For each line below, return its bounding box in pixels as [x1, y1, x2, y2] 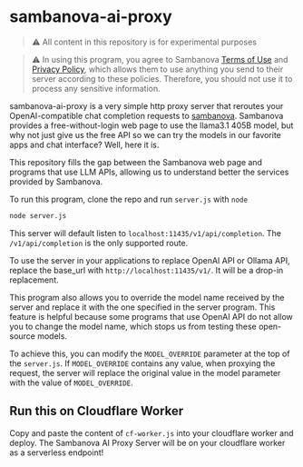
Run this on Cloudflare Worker [9, 403, 184, 419]
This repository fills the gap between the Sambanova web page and [9, 156, 263, 167]
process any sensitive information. [31, 83, 161, 94]
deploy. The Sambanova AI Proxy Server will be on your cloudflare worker [9, 437, 286, 448]
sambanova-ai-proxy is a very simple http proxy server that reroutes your [9, 100, 284, 111]
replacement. [9, 274, 59, 285]
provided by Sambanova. [9, 175, 103, 187]
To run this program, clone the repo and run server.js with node [9, 194, 248, 204]
